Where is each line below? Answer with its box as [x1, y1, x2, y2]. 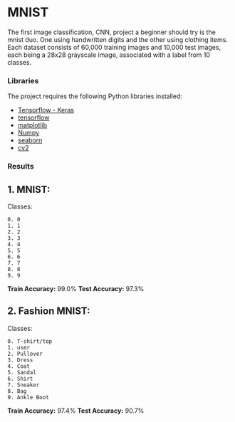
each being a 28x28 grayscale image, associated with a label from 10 [7, 51, 211, 59]
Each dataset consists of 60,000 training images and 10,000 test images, [7, 43, 221, 51]
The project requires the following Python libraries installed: [7, 92, 183, 100]
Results [7, 162, 34, 172]
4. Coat [7, 362, 31, 370]
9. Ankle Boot [7, 394, 50, 401]
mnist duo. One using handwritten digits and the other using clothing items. [7, 35, 228, 43]
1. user [7, 344, 31, 351]
